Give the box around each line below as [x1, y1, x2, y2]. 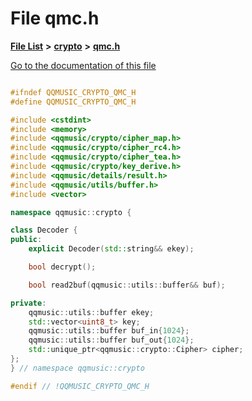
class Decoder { [10, 225, 78, 236]
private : [10, 298, 47, 308]
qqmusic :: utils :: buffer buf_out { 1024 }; [28, 335, 195, 346]
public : [10, 235, 43, 245]
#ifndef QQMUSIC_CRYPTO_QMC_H [10, 87, 137, 97]
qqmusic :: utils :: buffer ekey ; [28, 307, 155, 317]
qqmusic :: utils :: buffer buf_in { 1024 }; [28, 326, 190, 336]
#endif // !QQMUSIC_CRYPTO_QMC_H [10, 381, 150, 391]
